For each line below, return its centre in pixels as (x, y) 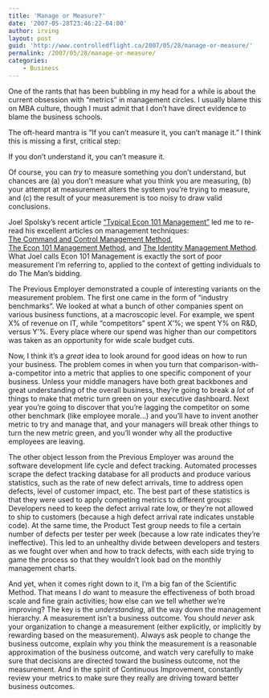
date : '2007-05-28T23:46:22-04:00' (68, 23)
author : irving (34, 31)
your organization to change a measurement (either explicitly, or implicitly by (135, 626)
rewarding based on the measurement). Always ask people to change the (130, 635)
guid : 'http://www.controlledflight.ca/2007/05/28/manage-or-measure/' (130, 46)
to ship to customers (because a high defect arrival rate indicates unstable (131, 517)
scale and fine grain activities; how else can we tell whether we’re (117, 601)
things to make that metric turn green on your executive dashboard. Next (129, 399)
